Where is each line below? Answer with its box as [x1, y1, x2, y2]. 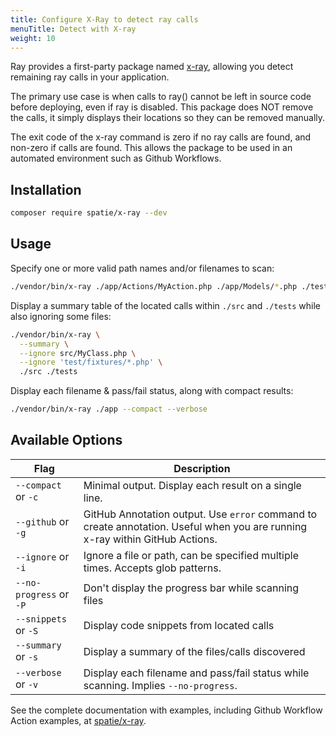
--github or [15, 514, 70, 528]
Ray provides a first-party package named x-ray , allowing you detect [10, 61, 294, 73]
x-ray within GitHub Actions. [83, 532, 218, 546]
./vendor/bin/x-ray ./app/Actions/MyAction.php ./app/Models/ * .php [10, 281, 298, 291]
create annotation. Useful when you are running [83, 519, 308, 533]
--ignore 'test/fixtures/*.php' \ [19, 357, 163, 368]
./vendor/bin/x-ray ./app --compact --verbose [10, 404, 208, 415]
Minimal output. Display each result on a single [83, 478, 302, 492]
